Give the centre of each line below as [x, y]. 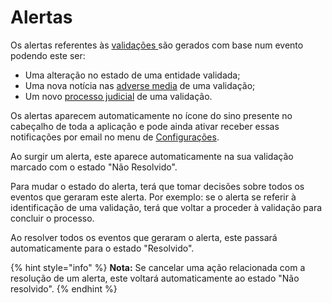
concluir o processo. [52, 218]
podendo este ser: [48, 55]
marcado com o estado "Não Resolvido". [94, 167]
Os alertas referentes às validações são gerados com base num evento [157, 45]
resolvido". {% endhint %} [64, 288]
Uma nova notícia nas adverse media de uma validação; [140, 85]
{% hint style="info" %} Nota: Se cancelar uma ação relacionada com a [158, 267]
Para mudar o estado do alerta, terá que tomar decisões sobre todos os [157, 186]
